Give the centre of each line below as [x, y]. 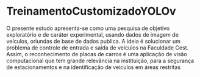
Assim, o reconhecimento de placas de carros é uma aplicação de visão [97, 54]
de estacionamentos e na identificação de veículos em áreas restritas [94, 67]
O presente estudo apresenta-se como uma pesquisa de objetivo [88, 28]
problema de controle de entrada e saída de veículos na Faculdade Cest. [98, 48]
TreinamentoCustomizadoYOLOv [91, 11]
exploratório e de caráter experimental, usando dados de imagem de [92, 34]
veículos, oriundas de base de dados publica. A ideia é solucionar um [94, 41]
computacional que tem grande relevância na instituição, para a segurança [100, 61]
